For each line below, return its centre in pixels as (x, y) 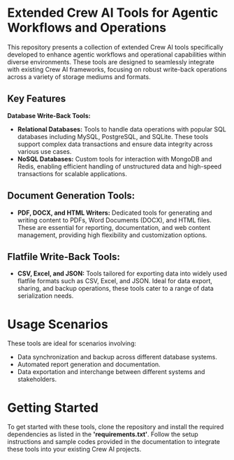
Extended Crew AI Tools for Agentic (113, 13)
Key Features (37, 99)
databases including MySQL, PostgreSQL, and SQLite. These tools (113, 136)
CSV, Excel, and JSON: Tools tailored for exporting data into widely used (122, 273)
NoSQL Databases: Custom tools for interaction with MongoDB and (115, 159)
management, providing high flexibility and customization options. (112, 235)
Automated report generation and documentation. (89, 364)
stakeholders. (37, 380)
